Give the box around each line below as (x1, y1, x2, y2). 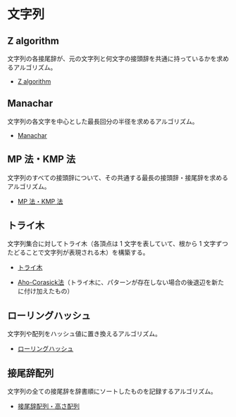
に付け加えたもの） (17, 287, 74, 295)
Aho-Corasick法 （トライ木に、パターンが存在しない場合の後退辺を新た (17, 278, 224, 287)
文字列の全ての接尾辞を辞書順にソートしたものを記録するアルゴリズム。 (7, 387, 217, 396)
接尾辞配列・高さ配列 (17, 402, 80, 411)
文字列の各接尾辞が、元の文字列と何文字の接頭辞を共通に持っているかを (7, 54, 217, 63)
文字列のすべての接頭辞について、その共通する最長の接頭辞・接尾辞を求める (7, 173, 229, 181)
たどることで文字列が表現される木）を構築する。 (7, 248, 149, 257)
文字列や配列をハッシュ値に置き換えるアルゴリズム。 (7, 330, 162, 338)
